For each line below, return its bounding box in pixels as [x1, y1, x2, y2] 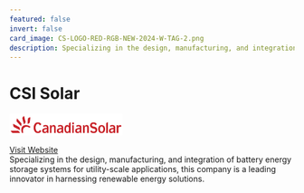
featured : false [9, 14, 71, 24]
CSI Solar [9, 83, 81, 104]
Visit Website [9, 144, 59, 155]
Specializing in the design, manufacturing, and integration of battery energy [9, 154, 292, 165]
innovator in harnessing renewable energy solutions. [9, 173, 205, 184]
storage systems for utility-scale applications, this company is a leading [9, 163, 277, 174]
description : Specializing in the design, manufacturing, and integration [9, 43, 298, 53]
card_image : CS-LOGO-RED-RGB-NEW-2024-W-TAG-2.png [9, 34, 204, 43]
